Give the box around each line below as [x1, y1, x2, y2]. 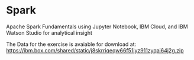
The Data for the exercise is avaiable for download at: [6, 41, 137, 48]
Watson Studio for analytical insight [6, 29, 93, 36]
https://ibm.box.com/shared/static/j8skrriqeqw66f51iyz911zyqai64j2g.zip [6, 46, 184, 54]
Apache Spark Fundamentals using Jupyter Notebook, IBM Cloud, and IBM [6, 23, 188, 30]
